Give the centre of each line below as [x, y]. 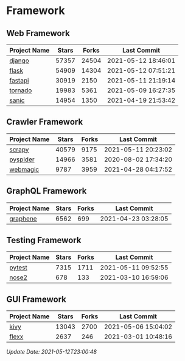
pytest [18, 268]
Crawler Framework [45, 122]
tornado [21, 90]
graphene [23, 219]
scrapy [19, 149]
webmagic [24, 169]
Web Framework [38, 33]
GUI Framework [37, 299]
